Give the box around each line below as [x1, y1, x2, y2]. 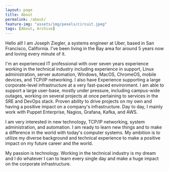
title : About [5, 12, 33, 17]
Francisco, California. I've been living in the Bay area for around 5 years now [5, 46, 164, 52]
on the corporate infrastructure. [5, 161, 71, 167]
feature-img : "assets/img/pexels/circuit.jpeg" [5, 21, 107, 27]
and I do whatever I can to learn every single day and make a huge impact [5, 155, 159, 162]
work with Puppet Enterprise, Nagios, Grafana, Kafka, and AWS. [5, 109, 138, 115]
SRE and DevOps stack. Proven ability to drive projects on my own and [5, 98, 152, 104]
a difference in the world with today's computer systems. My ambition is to [5, 130, 160, 136]
